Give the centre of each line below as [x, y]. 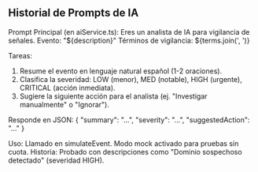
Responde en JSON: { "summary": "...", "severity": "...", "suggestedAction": [129, 120]
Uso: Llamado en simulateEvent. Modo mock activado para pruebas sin [123, 143]
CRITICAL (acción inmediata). [67, 88]
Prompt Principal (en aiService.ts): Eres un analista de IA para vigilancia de [129, 32]
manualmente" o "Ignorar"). [64, 104]
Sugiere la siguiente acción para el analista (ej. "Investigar [113, 96]
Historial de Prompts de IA [74, 13]
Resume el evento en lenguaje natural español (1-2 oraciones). [121, 71]
